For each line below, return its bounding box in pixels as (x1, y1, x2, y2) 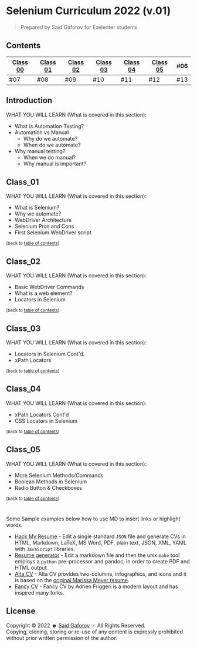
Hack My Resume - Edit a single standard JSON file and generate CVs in (14, 533, 186, 540)
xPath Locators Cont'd (14, 411, 69, 418)
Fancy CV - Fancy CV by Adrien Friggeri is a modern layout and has (14, 583, 178, 590)
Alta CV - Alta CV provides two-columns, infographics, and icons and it (14, 570, 186, 578)
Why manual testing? (14, 147, 66, 154)
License (6, 606, 36, 616)
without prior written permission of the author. (6, 634, 117, 641)
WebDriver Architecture (14, 217, 72, 224)
